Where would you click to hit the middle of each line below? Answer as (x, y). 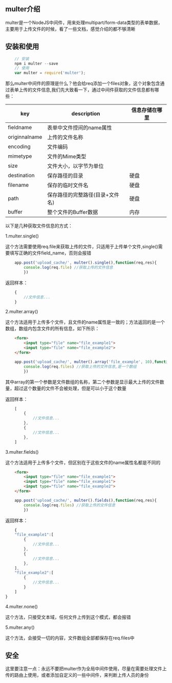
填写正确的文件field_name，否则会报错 (50, 253)
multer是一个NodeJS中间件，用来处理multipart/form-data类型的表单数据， (84, 23)
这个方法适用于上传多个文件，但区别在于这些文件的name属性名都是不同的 (83, 462)
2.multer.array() (22, 312)
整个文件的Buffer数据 (72, 212)
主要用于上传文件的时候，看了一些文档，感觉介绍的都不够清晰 (70, 29)
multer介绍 (23, 9)
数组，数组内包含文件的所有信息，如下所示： (52, 329)
